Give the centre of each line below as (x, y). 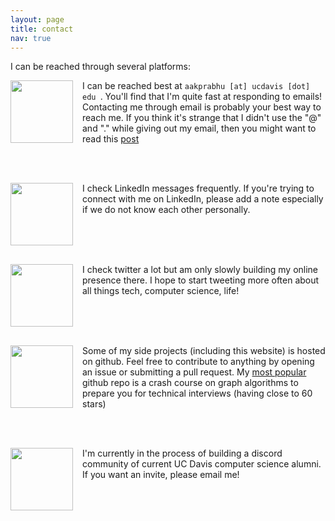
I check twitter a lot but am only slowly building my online (200, 270)
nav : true (31, 38)
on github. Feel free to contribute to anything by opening (198, 362)
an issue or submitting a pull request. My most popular (194, 372)
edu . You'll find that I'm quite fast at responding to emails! (202, 97)
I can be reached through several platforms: (100, 67)
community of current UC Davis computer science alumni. (202, 464)
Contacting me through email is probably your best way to (202, 107)
